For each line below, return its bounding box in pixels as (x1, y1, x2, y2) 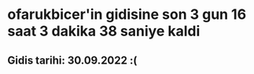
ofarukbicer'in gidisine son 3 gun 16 (7, 6, 247, 24)
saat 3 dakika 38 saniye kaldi (7, 22, 201, 40)
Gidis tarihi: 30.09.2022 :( (7, 54, 138, 67)
